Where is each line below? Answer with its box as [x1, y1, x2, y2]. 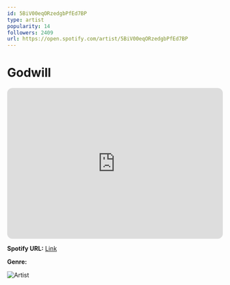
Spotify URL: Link [7, 245, 57, 253]
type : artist [7, 16, 44, 23]
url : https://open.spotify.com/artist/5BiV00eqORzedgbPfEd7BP [7, 36, 188, 42]
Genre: [7, 258, 27, 266]
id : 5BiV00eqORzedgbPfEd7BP [7, 10, 88, 17]
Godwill [7, 65, 51, 81]
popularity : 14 [7, 23, 51, 29]
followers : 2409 [7, 29, 53, 36]
